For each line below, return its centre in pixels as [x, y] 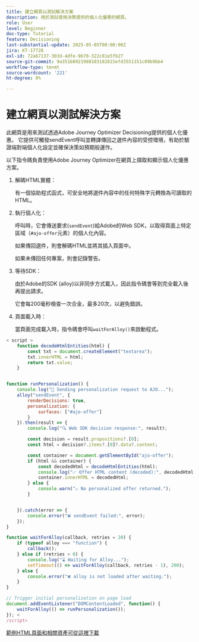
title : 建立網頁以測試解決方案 [40, 12]
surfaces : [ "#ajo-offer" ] [70, 412]
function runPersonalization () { [48, 384]
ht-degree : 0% [24, 78]
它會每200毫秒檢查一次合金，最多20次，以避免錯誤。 [80, 304]
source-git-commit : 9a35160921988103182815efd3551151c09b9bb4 [85, 61]
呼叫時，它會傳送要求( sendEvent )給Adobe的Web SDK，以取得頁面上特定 [103, 226]
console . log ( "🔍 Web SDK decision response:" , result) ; [97, 429]
